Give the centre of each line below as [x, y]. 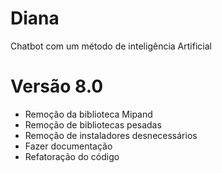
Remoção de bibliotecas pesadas [93, 124]
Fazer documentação [68, 146]
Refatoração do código [72, 156]
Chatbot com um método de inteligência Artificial [111, 46]
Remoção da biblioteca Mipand [88, 114]
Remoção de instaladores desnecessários [111, 135]
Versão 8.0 [57, 86]
